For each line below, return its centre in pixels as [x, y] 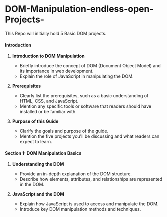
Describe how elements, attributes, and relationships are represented [91, 179]
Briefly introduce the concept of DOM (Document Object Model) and [90, 66]
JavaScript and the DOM [38, 194]
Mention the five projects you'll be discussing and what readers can [89, 136]
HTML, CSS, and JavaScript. [49, 101]
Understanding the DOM [38, 164]
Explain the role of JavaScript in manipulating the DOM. [77, 76]
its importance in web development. [57, 71]
